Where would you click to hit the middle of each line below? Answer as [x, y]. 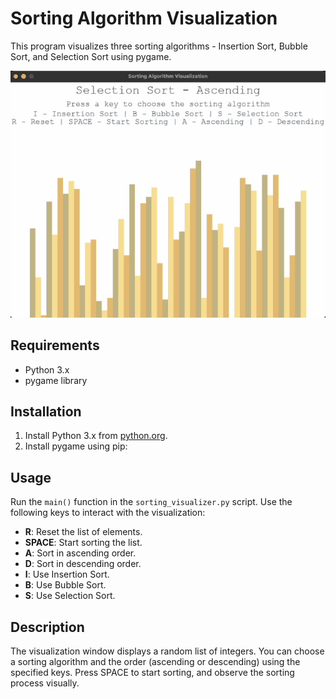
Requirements [55, 345]
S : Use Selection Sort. [70, 596]
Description [47, 627]
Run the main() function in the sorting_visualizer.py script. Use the [151, 502]
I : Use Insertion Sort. [67, 574]
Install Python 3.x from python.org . [96, 436]
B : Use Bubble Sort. [65, 585]
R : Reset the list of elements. [83, 532]
